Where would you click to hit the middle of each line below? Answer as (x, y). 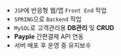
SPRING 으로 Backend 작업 (48, 19)
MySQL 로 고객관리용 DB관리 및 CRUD (64, 28)
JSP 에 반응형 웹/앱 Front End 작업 (60, 10)
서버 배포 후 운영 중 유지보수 (52, 45)
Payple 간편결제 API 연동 (49, 36)
